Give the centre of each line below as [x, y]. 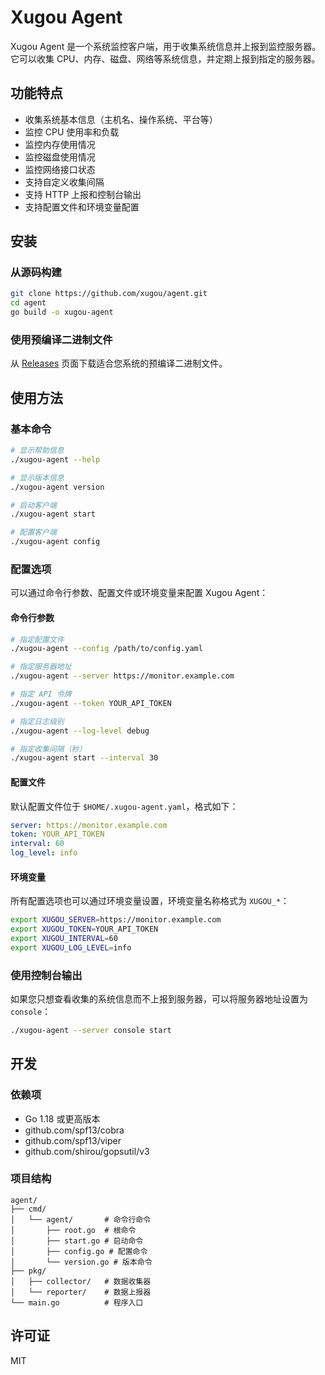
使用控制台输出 [46, 975]
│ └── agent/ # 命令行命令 [81, 1219]
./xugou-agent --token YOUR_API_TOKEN [91, 703]
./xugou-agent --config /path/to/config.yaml [106, 649]
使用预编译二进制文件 [61, 339]
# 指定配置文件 [37, 639]
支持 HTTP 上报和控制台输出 [83, 194]
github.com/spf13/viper [73, 1140]
